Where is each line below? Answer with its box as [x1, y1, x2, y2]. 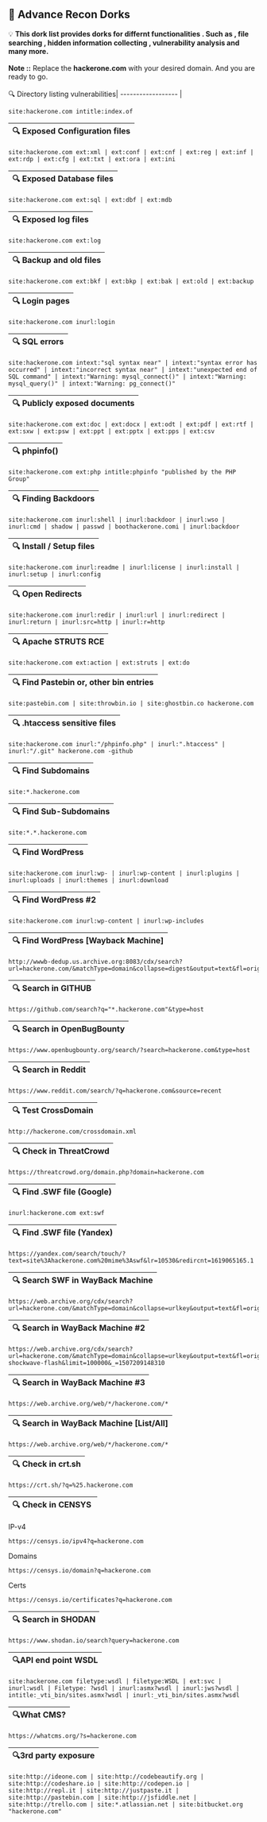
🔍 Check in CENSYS [12, 1499, 92, 1510]
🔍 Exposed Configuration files [12, 125, 131, 136]
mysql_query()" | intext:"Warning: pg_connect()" [8, 379, 176, 388]
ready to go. [8, 72, 48, 81]
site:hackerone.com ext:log [8, 236, 102, 245]
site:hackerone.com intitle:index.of [8, 107, 133, 115]
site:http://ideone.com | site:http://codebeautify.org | [8, 1773, 204, 1781]
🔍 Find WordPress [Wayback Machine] [12, 934, 164, 946]
